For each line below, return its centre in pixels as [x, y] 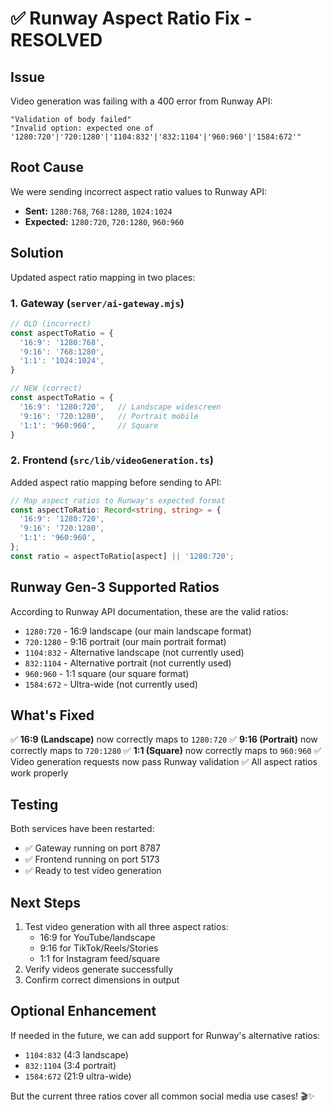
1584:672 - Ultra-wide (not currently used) [111, 684]
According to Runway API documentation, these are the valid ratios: [149, 611]
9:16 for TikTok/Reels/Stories [99, 948]
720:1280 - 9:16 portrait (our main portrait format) [125, 641]
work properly [39, 773]
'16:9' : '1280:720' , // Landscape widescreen [120, 407]
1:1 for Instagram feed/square [100, 959]
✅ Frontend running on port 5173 [92, 859]
